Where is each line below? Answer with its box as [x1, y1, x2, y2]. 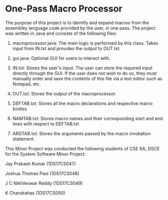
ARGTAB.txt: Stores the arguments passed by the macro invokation [12, 130, 151, 136]
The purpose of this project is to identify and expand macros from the [5, 20, 149, 26]
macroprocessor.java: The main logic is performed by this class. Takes [12, 40, 158, 46]
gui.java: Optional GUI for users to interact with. [12, 55, 111, 61]
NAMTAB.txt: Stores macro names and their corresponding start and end [12, 115, 163, 121]
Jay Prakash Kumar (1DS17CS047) [5, 160, 76, 166]
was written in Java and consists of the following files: [5, 30, 117, 36]
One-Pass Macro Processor [5, 3, 123, 15]
